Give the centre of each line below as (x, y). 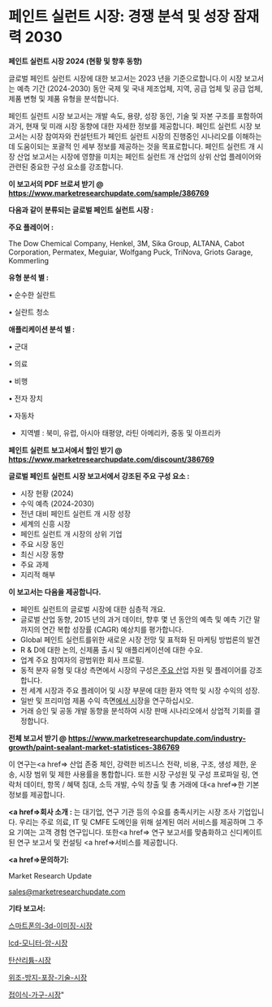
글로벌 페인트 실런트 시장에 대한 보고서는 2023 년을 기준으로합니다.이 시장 (125, 78)
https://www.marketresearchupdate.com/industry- (157, 738)
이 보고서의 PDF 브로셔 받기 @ (56, 184)
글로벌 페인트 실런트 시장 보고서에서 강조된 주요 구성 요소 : (99, 475)
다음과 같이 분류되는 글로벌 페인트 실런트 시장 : (81, 210)
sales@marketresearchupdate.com (67, 892)
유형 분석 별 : (29, 277)
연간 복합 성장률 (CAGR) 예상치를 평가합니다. (113, 629)
